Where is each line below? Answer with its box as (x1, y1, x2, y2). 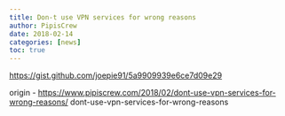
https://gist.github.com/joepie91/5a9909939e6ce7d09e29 (9, 70, 223, 81)
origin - (9, 88, 36, 98)
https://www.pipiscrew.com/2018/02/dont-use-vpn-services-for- (37, 88, 277, 98)
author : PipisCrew (9, 21, 77, 30)
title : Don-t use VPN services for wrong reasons (9, 12, 197, 22)
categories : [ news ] (9, 37, 82, 47)
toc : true (9, 46, 46, 55)
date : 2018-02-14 (9, 29, 74, 38)
